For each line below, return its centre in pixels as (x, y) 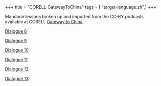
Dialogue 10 (17, 50)
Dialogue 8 (16, 31)
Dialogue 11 (16, 60)
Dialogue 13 (17, 78)
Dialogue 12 (17, 69)
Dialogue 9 (16, 41)
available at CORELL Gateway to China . (45, 22)
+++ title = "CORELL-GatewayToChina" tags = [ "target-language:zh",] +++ (81, 7)
